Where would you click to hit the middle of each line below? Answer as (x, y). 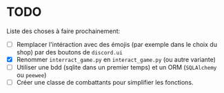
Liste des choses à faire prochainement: (63, 31)
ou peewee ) (31, 75)
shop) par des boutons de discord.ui (70, 52)
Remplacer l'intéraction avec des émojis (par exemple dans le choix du (117, 44)
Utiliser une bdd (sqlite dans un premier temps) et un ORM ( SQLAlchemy (116, 68)
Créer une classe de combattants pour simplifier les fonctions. (105, 83)
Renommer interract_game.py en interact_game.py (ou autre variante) (116, 60)
